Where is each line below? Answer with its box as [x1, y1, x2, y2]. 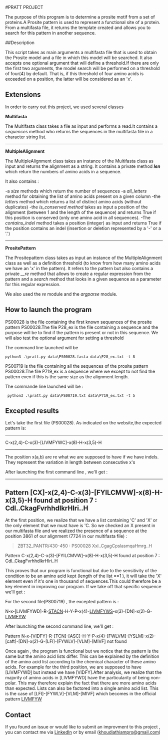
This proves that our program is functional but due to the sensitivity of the [5, 568, 157, 574]
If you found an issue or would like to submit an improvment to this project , [5, 724, 160, 730]
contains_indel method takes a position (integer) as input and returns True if [5, 220, 161, 226]
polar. [5, 680, 17, 686]
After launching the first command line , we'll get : [5, 469, 108, 475]
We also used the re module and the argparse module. [5, 291, 117, 297]
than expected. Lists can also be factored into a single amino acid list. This [5, 685, 159, 691]
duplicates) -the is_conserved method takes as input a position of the [5, 204, 148, 210]
